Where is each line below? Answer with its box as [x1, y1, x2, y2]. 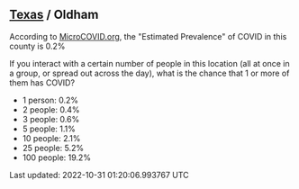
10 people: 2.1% [22, 132, 81, 143]
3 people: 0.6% [22, 113, 80, 124]
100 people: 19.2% [22, 152, 92, 163]
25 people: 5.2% [22, 142, 85, 153]
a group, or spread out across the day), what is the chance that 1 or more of [9, 67, 290, 78]
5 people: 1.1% [22, 123, 77, 134]
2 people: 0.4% [22, 103, 80, 115]
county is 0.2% [9, 40, 66, 51]
